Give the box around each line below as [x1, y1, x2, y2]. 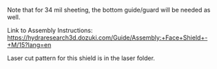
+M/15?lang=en [7, 41, 52, 49]
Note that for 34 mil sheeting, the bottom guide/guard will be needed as [7, 6, 211, 14]
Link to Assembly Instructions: [7, 27, 93, 34]
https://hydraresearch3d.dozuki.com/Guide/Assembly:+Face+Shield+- [7, 33, 208, 42]
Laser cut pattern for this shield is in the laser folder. [7, 54, 155, 62]
